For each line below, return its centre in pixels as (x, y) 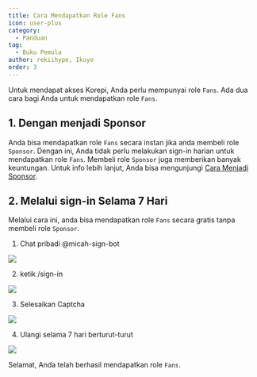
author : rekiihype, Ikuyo (51, 60)
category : (25, 30)
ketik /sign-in (41, 274)
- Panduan (31, 38)
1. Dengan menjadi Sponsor (77, 123)
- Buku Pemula (38, 52)
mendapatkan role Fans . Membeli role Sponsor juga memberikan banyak (125, 159)
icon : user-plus (35, 23)
